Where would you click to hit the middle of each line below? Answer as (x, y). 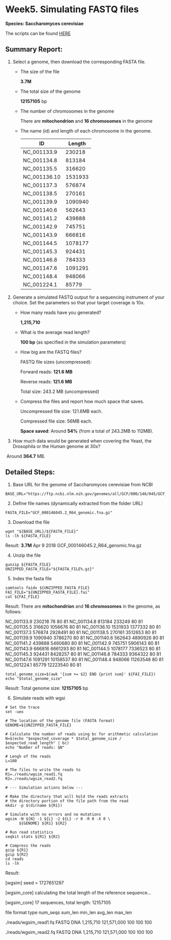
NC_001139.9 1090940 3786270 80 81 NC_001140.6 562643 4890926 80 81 (85, 638)
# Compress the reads (28, 845)
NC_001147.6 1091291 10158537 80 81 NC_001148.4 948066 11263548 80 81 (84, 659)
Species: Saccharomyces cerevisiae (45, 23)
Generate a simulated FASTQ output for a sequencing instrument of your (89, 297)
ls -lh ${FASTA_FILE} (28, 536)
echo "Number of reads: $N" (35, 747)
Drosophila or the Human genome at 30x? (56, 446)
